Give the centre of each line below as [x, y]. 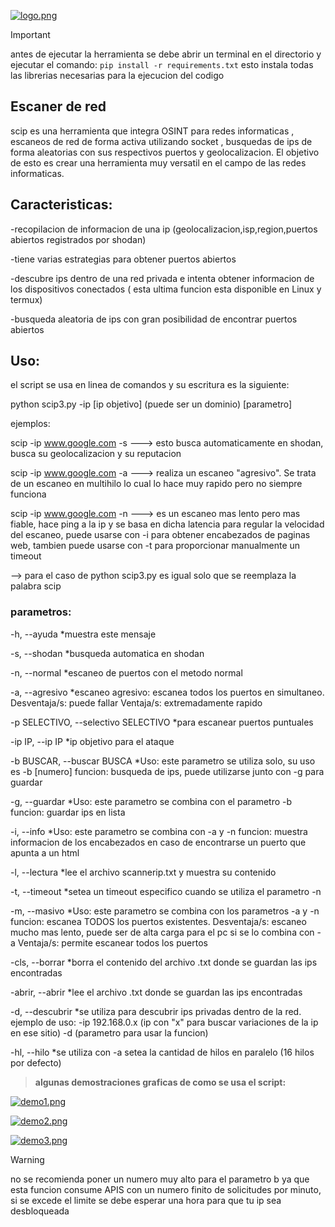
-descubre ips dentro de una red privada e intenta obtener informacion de [162, 278]
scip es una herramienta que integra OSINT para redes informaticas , [152, 131]
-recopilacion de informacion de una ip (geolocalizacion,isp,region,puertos [164, 229]
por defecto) [36, 1062]
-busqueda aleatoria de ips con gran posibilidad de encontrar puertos [154, 319]
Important [30, 34]
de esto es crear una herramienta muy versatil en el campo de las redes [158, 162]
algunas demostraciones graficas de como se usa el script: [160, 1082]
